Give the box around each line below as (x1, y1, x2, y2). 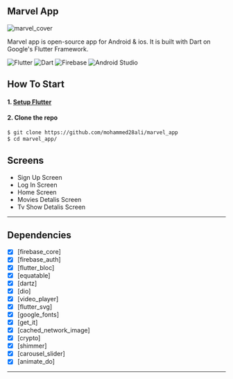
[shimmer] (17, 342, 47, 350)
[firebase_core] (17, 248, 61, 256)
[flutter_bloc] (17, 263, 55, 271)
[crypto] (17, 334, 41, 342)
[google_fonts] (17, 310, 60, 319)
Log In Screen (17, 180, 58, 189)
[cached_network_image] (17, 326, 90, 334)
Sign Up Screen (17, 173, 62, 181)
